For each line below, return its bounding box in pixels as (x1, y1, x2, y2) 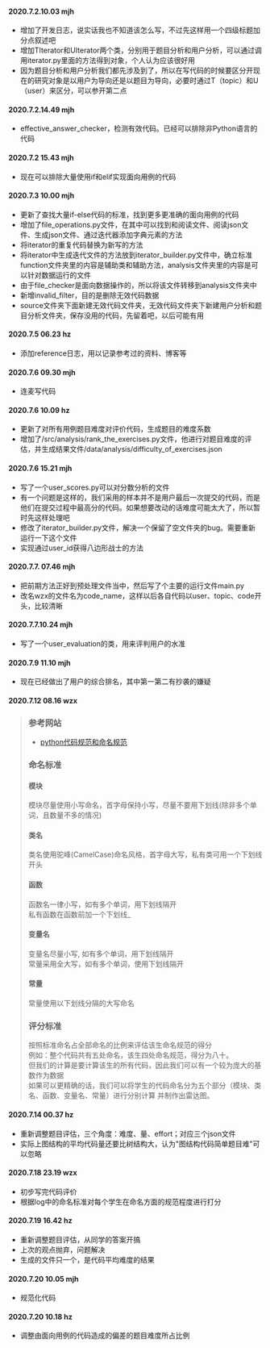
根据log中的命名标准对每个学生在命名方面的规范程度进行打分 (19, 1196, 222, 1206)
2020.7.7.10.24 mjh (8, 620, 73, 629)
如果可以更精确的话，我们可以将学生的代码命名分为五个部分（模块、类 (27, 1081, 262, 1091)
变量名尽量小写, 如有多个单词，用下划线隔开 (27, 949, 174, 958)
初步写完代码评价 (19, 1187, 77, 1196)
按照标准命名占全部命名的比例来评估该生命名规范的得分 (27, 1041, 212, 1050)
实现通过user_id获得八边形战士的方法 (19, 543, 143, 553)
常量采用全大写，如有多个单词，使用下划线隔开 (27, 958, 184, 968)
